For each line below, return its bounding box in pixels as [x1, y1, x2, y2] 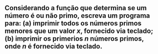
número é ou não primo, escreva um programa [4, 12, 150, 20]
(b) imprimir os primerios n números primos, [4, 34, 144, 43]
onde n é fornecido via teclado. [4, 42, 103, 51]
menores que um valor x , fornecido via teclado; [4, 27, 154, 35]
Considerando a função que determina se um [4, 4, 147, 12]
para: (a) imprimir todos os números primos [4, 19, 142, 27]
